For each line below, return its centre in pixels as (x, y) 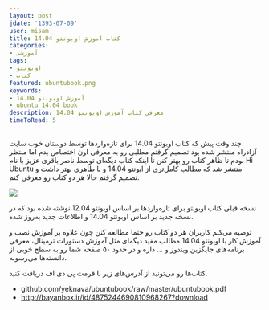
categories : (29, 46)
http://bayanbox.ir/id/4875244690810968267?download (114, 297)
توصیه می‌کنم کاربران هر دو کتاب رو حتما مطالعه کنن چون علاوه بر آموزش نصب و (130, 232)
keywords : (26, 90)
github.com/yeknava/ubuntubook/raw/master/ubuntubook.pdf (124, 288)
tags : (18, 61)
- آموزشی (24, 53)
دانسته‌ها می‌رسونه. (38, 257)
